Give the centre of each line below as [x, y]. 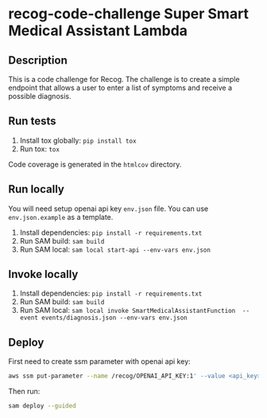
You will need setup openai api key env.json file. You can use [108, 209]
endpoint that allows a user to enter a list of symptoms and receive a [120, 88]
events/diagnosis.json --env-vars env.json [114, 318]
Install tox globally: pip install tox [78, 140]
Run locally [37, 189]
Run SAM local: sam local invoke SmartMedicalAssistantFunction [128, 311]
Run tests [32, 121]
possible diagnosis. [40, 96]
